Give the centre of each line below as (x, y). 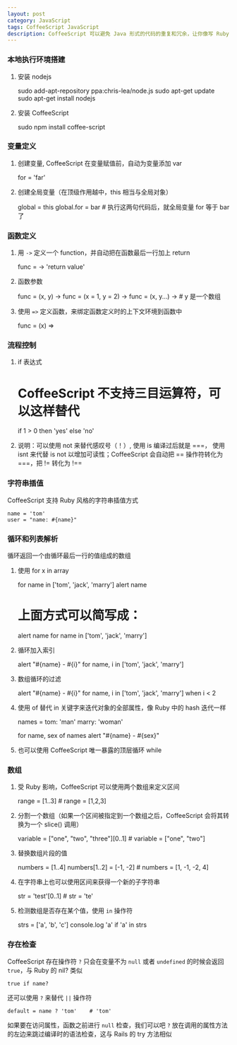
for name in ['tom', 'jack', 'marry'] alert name (82, 584)
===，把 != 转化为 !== (50, 463)
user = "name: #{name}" (42, 520)
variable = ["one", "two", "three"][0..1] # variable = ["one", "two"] (111, 838)
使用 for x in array (43, 570)
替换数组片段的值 (42, 853)
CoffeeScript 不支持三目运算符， (113, 393)
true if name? (28, 983)
